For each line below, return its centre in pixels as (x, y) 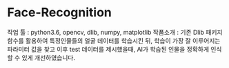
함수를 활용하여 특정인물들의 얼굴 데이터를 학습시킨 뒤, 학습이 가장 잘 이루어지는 (114, 40)
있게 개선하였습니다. (49, 57)
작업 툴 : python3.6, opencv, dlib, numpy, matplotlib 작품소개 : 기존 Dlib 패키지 (115, 32)
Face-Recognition (60, 13)
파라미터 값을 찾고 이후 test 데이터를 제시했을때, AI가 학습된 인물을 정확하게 (108, 49)
